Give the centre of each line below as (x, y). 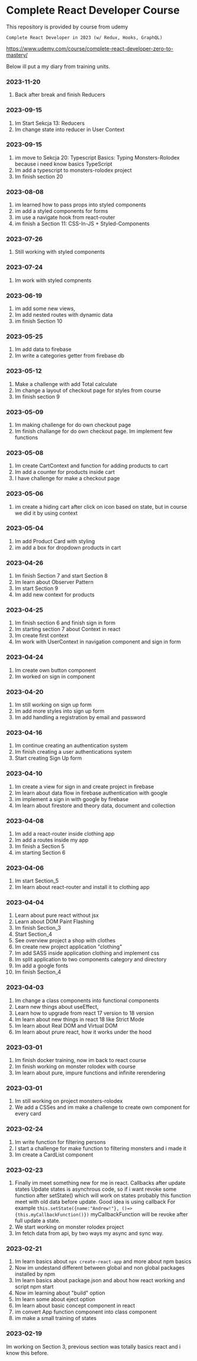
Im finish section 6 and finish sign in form (65, 623)
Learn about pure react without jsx (57, 915)
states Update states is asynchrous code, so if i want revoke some (96, 1189)
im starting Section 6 (40, 852)
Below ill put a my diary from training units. (58, 66)
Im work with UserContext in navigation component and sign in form (98, 642)
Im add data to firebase (43, 349)
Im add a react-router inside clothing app (64, 833)
